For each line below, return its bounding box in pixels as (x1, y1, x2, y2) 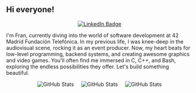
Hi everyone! (6, 5, 54, 15)
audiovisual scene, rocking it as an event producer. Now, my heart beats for (6, 44, 191, 51)
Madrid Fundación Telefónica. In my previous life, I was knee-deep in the (6, 38, 184, 45)
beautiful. (6, 69, 30, 76)
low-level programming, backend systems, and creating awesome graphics (6, 50, 190, 58)
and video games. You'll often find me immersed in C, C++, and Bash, (6, 57, 176, 64)
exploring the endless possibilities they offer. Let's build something (6, 63, 169, 70)
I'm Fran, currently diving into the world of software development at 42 (6, 32, 179, 39)
